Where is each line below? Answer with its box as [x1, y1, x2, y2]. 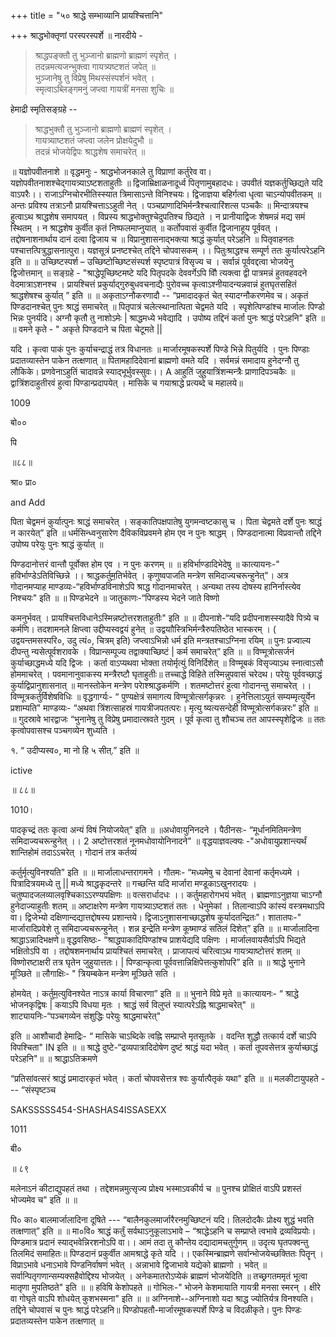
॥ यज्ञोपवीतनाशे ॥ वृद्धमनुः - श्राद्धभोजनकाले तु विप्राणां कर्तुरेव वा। [10, 166, 213, 177]
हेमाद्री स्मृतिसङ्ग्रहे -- [10, 103, 78, 115]
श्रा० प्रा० [10, 476, 37, 488]
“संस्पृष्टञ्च [20, 1084, 57, 1095]
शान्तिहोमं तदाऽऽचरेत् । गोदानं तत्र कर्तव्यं [10, 846, 137, 858]
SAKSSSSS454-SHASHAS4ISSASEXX [10, 1104, 167, 1115]
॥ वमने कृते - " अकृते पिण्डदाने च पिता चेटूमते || [10, 323, 163, 335]
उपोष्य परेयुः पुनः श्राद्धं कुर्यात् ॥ [10, 538, 104, 550]
